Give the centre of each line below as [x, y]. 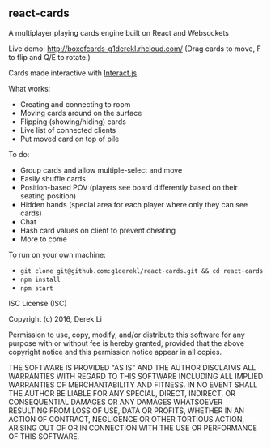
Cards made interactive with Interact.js [73, 73]
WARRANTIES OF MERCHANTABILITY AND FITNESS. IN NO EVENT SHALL [133, 385]
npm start [37, 288]
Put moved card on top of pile [70, 139]
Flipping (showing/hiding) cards [73, 122]
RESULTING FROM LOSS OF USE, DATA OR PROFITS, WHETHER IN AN [127, 410]
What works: [30, 88]
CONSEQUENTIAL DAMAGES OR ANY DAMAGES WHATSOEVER [116, 402]
